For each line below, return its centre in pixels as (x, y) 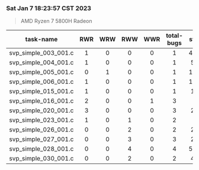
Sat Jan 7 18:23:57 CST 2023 (49, 8)
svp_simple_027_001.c (41, 139)
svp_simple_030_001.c (41, 159)
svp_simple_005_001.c (41, 72)
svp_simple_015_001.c (41, 91)
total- (174, 35)
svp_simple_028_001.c (41, 149)
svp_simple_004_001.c (41, 63)
